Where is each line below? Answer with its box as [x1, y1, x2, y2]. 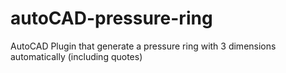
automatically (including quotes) [10, 50, 143, 62]
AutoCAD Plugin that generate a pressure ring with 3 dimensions [10, 40, 277, 52]
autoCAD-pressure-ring [10, 7, 213, 30]
